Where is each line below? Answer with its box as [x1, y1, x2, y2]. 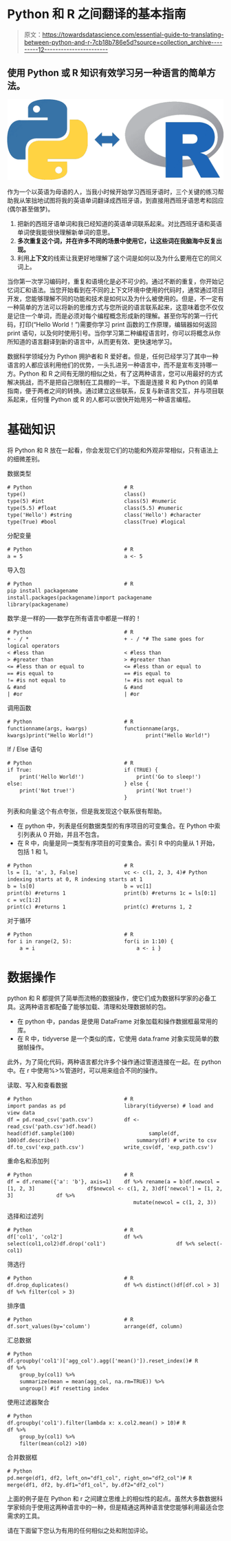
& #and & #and [7, 684, 143, 691]
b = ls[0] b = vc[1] [7, 883, 153, 890]
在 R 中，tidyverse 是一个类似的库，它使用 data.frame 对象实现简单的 [16, 1034, 214, 1043]
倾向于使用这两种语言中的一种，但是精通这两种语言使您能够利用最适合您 [19, 1503, 224, 1511]
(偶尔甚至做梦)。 [7, 205, 54, 213]
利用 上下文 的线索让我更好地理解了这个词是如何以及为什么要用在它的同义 [16, 254, 222, 262]
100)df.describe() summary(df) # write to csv [7, 1136, 217, 1144]
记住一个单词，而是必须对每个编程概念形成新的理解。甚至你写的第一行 [12, 312, 212, 320]
